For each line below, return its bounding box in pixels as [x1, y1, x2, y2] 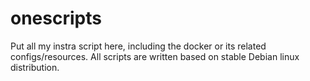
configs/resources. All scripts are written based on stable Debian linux [10, 50, 300, 62]
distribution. [10, 61, 60, 73]
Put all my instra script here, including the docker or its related [10, 40, 267, 52]
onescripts [10, 7, 102, 30]
